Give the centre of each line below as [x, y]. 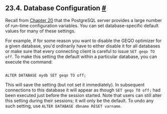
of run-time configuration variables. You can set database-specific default [82, 25]
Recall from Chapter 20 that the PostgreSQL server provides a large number [83, 20]
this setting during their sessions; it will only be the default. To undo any [79, 100]
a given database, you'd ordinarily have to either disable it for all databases [83, 46]
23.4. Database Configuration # [56, 8]
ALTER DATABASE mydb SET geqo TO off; [46, 75]
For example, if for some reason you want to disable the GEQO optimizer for [83, 40]
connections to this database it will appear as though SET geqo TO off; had [83, 90]
